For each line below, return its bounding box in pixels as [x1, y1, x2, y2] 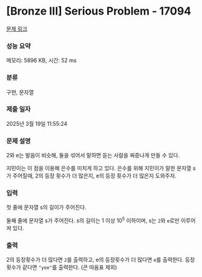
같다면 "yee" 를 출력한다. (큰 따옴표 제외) [22, 264, 117, 271]
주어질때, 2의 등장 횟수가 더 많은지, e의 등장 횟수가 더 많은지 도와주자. [12, 172, 177, 180]
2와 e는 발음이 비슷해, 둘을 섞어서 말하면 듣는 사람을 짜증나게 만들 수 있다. [6, 152, 180, 159]
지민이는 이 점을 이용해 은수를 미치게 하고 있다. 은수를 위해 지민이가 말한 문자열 [6, 165, 192, 172]
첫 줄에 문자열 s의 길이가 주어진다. [6, 203, 86, 211]
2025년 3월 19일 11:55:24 [6, 120, 68, 127]
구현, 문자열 [6, 88, 34, 95]
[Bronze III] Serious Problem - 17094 [6, 4, 192, 18]
